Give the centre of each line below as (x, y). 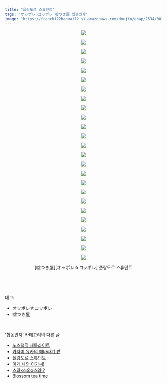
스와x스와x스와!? (29, 370)
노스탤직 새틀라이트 (31, 345)
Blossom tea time (30, 376)
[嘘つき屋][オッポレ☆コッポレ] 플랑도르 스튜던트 (83, 268)
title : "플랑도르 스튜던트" (30, 10)
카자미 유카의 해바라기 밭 (36, 352)
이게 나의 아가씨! (28, 364)
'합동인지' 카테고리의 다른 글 (32, 335)
